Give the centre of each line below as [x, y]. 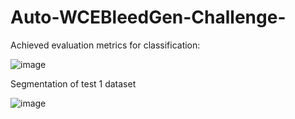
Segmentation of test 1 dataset [73, 83]
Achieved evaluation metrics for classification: [105, 45]
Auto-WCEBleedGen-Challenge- [148, 17]
